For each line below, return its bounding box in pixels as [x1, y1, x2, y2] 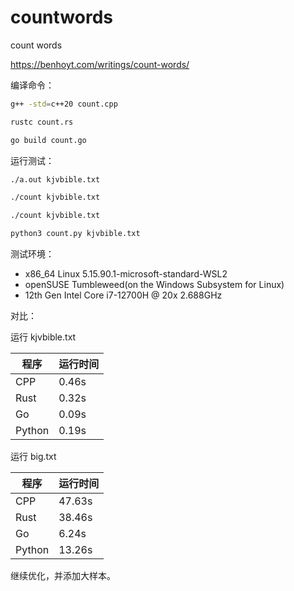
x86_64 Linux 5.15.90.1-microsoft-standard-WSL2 [24, 268, 228, 280]
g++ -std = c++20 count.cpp [10, 99, 118, 109]
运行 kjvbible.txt [10, 331, 77, 343]
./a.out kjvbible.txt [10, 174, 101, 185]
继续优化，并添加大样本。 [10, 570, 116, 582]
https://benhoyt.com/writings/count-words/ [10, 58, 190, 70]
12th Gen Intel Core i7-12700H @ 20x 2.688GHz [24, 289, 223, 301]
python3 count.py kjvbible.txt [10, 229, 141, 239]
